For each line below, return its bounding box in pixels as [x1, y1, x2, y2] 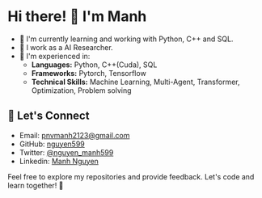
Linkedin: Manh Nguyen [19, 156, 99, 166]
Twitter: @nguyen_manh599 [19, 147, 114, 157]
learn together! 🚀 [7, 180, 64, 190]
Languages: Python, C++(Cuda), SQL [31, 60, 158, 70]
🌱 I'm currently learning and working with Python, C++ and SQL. [19, 34, 234, 44]
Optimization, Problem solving [31, 85, 132, 95]
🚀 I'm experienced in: [19, 51, 91, 61]
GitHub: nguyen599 [19, 139, 86, 149]
